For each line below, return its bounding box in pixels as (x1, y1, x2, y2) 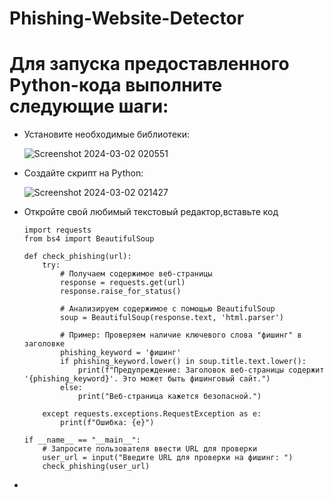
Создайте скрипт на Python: (23, 167, 144, 179)
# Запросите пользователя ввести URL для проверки (42, 444, 258, 454)
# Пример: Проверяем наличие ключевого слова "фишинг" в (60, 330, 302, 341)
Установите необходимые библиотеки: (23, 128, 190, 141)
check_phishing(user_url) (42, 462, 151, 472)
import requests (23, 225, 92, 236)
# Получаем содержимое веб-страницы (60, 269, 213, 279)
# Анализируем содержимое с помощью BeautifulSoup (60, 304, 276, 314)
